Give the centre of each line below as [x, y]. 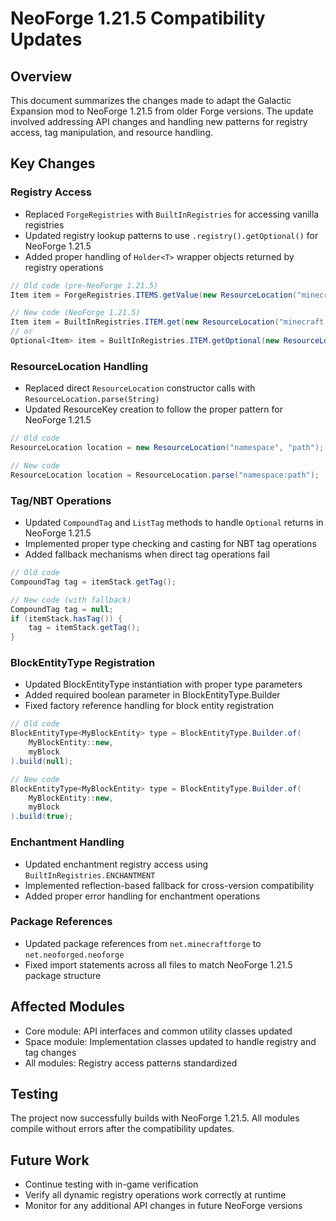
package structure [63, 975]
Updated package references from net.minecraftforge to [143, 943]
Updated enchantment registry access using [116, 864]
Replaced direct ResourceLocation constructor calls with [140, 388]
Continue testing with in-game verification [111, 1184]
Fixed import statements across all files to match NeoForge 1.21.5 [158, 964]
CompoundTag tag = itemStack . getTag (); [93, 582]
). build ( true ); [42, 817]
